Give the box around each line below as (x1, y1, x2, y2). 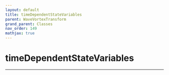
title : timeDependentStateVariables (5, 12, 82, 17)
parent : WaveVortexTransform (5, 17, 66, 22)
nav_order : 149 (5, 26, 37, 31)
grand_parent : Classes (5, 21, 53, 27)
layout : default (5, 7, 39, 13)
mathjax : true (5, 31, 35, 36)
